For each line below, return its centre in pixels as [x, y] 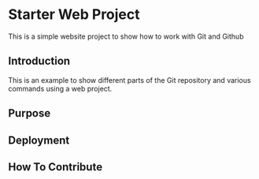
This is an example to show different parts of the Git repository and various [129, 80]
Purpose [30, 113]
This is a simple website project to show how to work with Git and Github [126, 36]
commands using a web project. [60, 88]
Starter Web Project [74, 15]
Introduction [39, 61]
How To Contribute [55, 167]
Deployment [39, 140]
